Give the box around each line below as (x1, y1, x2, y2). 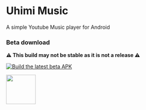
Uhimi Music (6, 4, 69, 18)
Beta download (6, 38, 50, 46)
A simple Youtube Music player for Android (6, 24, 110, 31)
